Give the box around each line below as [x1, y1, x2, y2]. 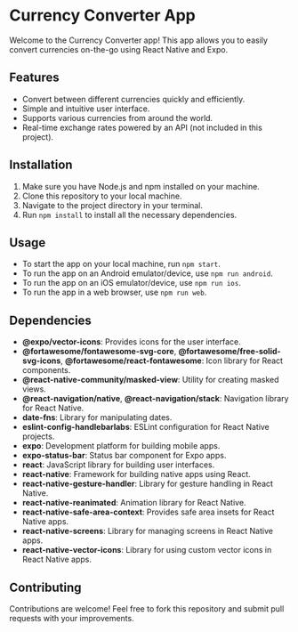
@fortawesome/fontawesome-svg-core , [21, 346, 177, 357]
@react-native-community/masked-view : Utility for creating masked [21, 375, 279, 385]
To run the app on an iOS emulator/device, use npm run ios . [21, 278, 242, 288]
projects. [21, 431, 55, 442]
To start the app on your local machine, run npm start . [21, 259, 221, 270]
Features [9, 70, 60, 85]
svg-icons [21, 355, 61, 366]
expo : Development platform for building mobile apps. [21, 441, 221, 451]
